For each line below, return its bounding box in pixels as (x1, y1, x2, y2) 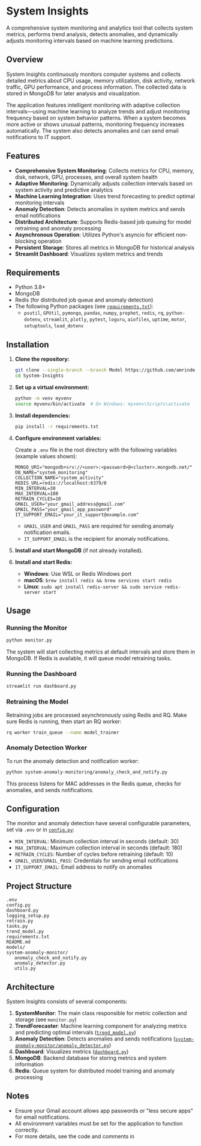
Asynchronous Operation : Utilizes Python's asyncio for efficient (14, 231, 175, 238)
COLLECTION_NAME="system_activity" (14, 474, 104, 480)
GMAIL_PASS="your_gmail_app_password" (14, 506, 112, 512)
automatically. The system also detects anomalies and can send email (6, 127, 179, 134)
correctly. (14, 1126, 39, 1133)
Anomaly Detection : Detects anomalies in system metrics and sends (14, 205, 185, 212)
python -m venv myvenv (14, 395, 72, 401)
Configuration (6, 804, 60, 814)
